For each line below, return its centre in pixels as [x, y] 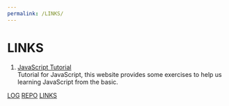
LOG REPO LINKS [32, 95]
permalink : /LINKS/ [35, 14]
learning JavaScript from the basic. [68, 82]
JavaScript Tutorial [44, 67]
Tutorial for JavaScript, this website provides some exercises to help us [119, 74]
